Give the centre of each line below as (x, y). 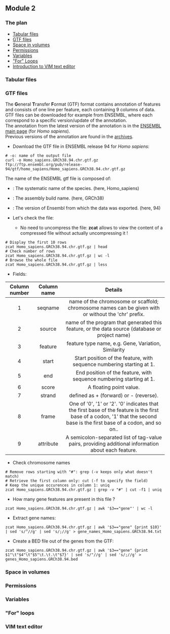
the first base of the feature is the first (114, 410)
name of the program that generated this (114, 322)
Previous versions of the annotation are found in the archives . (69, 136)
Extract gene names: (34, 518)
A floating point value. (114, 387)
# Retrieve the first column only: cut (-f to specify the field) (77, 481)
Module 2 (20, 8)
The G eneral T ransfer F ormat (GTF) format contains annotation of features (83, 104)
